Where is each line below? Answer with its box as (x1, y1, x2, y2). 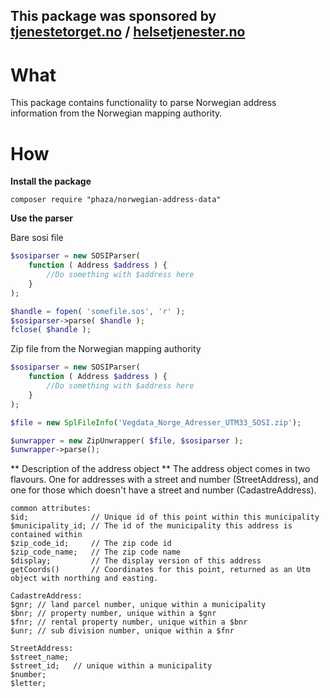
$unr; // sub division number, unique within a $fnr (10, 626, 235, 636)
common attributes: (10, 504, 92, 514)
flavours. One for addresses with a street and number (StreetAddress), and (10, 474, 319, 486)
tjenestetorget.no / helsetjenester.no (10, 24, 246, 41)
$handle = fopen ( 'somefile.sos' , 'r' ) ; (10, 306, 186, 316)
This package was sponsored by (10, 8, 217, 25)
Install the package (10, 175, 92, 188)
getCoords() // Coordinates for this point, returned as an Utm (10, 565, 311, 575)
